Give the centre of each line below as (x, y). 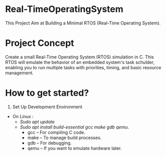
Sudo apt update (37, 122)
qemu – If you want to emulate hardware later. (74, 148)
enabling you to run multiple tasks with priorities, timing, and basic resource (83, 67)
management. (19, 73)
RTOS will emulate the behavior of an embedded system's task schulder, (80, 62)
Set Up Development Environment (47, 107)
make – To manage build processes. (64, 138)
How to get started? (47, 93)
